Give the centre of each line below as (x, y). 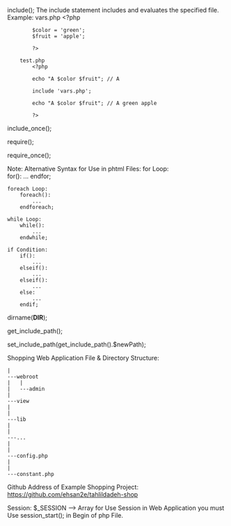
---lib (17, 420)
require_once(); (29, 155)
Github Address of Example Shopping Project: (73, 487)
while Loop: (24, 219)
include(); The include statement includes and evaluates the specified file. (113, 10)
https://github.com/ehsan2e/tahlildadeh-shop (73, 494)
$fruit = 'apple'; (59, 36)
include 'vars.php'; (62, 91)
